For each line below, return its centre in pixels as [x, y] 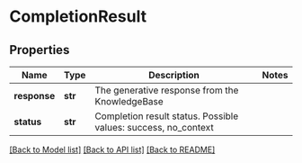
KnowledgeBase [129, 101]
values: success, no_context [154, 127]
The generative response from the [166, 90]
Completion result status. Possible [166, 116]
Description [174, 75]
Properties [40, 50]
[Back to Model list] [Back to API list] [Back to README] [112, 149]
